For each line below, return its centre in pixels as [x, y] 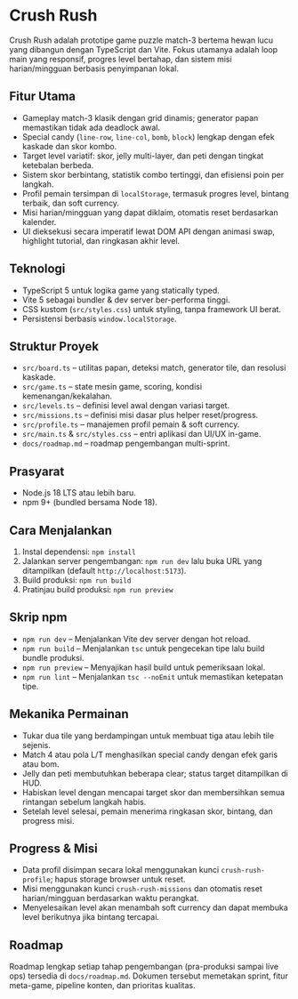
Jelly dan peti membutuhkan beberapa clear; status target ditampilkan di [155, 773]
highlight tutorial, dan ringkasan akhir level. [101, 240]
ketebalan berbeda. [58, 165]
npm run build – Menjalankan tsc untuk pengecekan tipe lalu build [143, 648]
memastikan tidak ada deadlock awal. [91, 127]
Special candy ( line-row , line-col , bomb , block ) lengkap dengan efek [148, 137]
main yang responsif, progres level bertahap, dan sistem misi [121, 59]
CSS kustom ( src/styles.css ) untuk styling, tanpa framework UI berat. [152, 309]
